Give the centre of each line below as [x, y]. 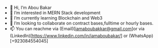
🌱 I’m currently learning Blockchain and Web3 [56, 18]
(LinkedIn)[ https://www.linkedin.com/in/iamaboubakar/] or [69, 36]
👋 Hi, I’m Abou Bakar [31, 8]
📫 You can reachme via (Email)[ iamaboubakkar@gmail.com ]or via [77, 29]
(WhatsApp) [141, 36]
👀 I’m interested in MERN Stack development [55, 13]
